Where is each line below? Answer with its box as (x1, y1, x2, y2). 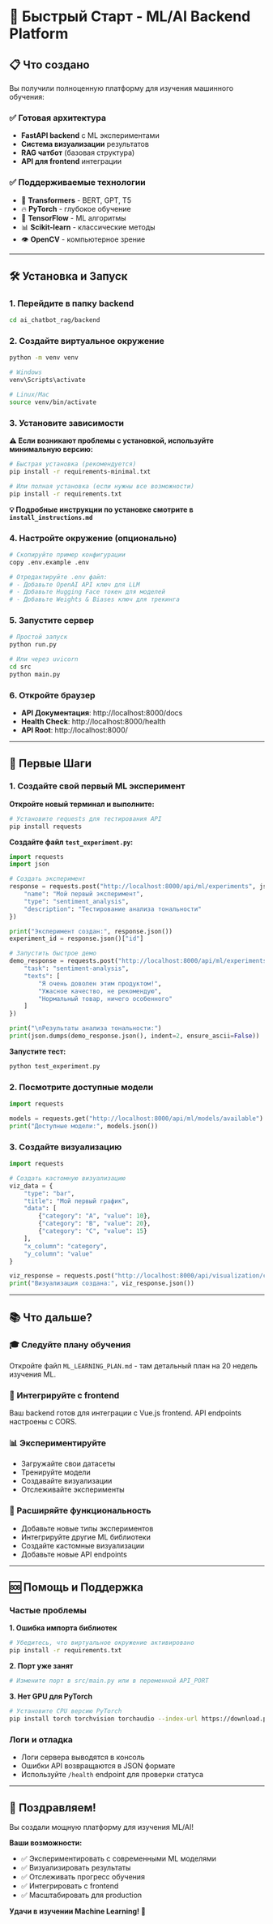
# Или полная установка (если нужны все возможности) (9, 482, 195, 490)
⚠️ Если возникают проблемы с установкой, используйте (9, 436, 214, 445)
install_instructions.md (9, 513, 93, 522)
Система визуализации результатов (20, 140, 149, 149)
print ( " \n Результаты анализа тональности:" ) (9, 1024, 162, 1033)
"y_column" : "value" (23, 1249, 93, 1258)
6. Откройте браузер (9, 689, 96, 701)
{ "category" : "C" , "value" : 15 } (38, 1227, 148, 1235)
